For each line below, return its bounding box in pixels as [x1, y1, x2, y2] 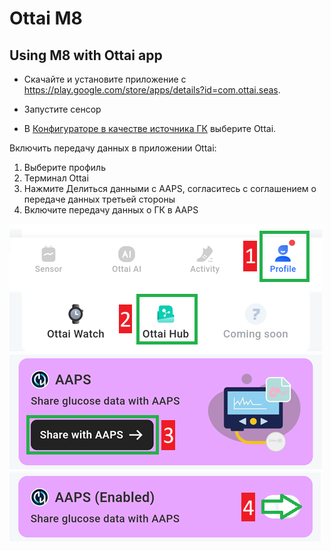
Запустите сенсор [23, 103, 102, 115]
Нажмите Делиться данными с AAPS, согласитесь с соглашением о [23, 183, 317, 194]
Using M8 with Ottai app [9, 47, 163, 64]
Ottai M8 [9, 7, 83, 30]
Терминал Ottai [23, 172, 89, 184]
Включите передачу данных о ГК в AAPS [23, 204, 199, 216]
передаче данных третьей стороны [23, 193, 176, 205]
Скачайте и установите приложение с [23, 73, 187, 85]
